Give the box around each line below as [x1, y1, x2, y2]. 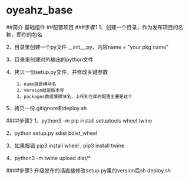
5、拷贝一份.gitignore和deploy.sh [6, 104, 87, 111]
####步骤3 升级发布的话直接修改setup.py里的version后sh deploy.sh [6, 167, 171, 174]
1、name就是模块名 [16, 81, 57, 87]
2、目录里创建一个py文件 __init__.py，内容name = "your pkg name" [6, 43, 169, 50]
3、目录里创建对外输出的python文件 [6, 56, 94, 63]
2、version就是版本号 [16, 87, 65, 93]
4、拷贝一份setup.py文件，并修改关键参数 [6, 68, 108, 75]
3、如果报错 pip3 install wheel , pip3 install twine [6, 142, 125, 149]
